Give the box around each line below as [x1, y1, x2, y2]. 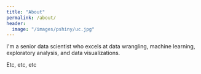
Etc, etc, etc [6, 61, 37, 68]
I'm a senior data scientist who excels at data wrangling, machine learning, [6, 43, 195, 50]
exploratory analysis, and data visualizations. [6, 50, 120, 57]
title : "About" [6, 9, 45, 15]
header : [6, 20, 26, 26]
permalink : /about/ [6, 15, 57, 21]
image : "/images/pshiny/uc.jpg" [12, 26, 95, 32]
